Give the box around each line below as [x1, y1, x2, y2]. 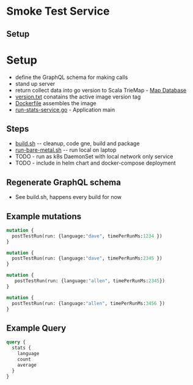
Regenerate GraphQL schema [6, 177, 121, 187]
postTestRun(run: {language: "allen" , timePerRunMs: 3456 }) [12, 300, 166, 307]
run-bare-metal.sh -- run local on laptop [15, 146, 117, 154]
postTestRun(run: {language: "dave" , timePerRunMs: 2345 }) [12, 255, 163, 261]
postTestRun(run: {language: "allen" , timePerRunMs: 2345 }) [14, 278, 166, 284]
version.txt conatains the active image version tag [15, 93, 141, 100]
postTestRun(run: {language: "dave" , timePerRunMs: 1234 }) [12, 233, 163, 239]
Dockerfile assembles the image [15, 99, 96, 107]
